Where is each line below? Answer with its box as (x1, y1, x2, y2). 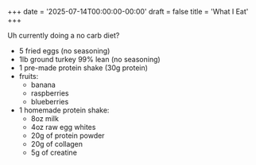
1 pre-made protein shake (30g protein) (18, 63, 149, 73)
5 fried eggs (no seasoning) (18, 46, 111, 55)
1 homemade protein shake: (18, 105, 110, 115)
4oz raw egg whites (30, 123, 96, 132)
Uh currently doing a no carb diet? (7, 31, 120, 40)
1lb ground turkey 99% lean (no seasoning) (18, 55, 161, 64)
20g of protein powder (30, 131, 105, 140)
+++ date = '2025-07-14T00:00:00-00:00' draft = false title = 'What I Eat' (7, 7, 249, 16)
